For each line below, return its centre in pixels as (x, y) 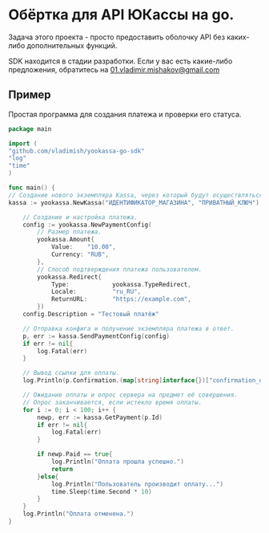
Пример (30, 95)
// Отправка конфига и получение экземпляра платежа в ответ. (128, 328)
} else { (48, 476)
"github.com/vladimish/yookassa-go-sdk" (77, 151)
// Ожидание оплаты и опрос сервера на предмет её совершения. (130, 395)
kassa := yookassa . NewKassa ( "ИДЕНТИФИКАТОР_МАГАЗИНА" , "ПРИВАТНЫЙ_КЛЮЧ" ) (134, 202)
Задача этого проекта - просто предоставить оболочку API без (117, 37)
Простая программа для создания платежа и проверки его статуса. (125, 114)
